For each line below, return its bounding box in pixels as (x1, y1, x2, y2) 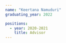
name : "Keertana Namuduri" (5, 7, 61, 12)
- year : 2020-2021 (9, 25, 48, 30)
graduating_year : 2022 (5, 12, 52, 17)
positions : (5, 21, 28, 26)
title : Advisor (14, 30, 46, 35)
